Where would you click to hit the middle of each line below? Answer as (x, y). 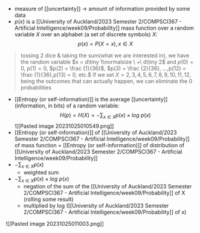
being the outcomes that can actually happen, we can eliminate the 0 (106, 81)
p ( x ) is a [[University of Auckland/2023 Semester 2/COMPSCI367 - (98, 21)
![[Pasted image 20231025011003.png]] (55, 224)
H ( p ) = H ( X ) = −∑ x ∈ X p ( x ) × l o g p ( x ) (105, 116)
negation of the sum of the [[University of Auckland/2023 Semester (108, 187)
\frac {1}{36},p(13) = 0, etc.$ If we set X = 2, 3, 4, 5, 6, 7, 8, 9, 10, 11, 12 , (106, 75)
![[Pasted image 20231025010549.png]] (64, 126)
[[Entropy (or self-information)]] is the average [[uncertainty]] (91, 99)
